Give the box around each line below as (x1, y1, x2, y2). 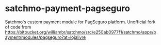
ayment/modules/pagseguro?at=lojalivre (5, 34, 86, 40)
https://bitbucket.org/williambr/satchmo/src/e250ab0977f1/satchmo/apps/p (5, 29, 157, 35)
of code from (5, 24, 32, 30)
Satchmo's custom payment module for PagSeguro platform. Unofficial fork (5, 19, 156, 25)
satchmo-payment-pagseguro (5, 3, 130, 14)
